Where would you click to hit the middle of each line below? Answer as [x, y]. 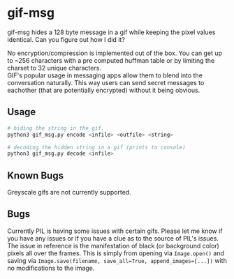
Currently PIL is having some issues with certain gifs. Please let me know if [115, 231]
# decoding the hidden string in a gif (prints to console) [97, 147]
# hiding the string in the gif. [56, 128]
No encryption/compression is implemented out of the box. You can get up [115, 53]
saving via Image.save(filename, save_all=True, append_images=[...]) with [117, 260]
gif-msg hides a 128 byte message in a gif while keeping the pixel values [111, 32]
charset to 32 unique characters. [54, 68]
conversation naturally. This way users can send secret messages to [106, 82]
